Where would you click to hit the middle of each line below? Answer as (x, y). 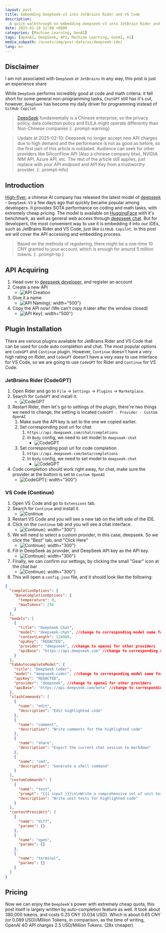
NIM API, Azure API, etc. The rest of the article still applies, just (81, 159)
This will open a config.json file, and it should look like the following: (82, 577)
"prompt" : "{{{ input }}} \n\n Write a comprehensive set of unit (86, 794)
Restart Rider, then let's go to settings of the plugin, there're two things (84, 407)
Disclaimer (22, 67)
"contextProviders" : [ (33, 812)
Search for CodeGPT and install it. (45, 396)
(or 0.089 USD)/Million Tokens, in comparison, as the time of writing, (75, 920)
